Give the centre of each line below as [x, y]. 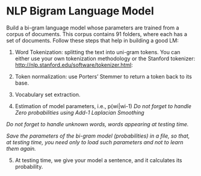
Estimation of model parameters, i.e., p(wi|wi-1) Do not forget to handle [103, 106]
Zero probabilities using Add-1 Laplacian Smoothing [79, 112]
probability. [29, 166]
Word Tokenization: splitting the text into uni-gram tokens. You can [97, 52]
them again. [21, 148]
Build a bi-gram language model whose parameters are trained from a [93, 28]
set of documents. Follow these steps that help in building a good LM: [93, 40]
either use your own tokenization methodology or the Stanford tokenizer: [105, 58]
